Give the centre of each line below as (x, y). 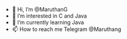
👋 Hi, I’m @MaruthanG (40, 9)
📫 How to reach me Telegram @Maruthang (67, 29)
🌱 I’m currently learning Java (48, 22)
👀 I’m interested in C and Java (49, 16)
